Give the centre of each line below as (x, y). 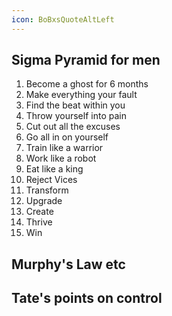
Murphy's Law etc (68, 264)
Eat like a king (54, 169)
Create (39, 212)
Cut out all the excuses (73, 127)
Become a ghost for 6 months (87, 84)
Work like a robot (61, 158)
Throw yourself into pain (76, 116)
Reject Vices (51, 180)
